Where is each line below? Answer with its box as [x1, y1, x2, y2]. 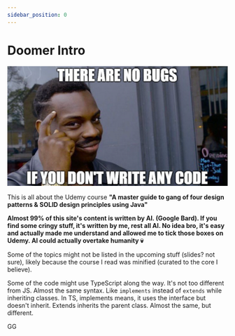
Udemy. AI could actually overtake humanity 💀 [7, 236, 144, 245]
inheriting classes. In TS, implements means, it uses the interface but [7, 293, 206, 302]
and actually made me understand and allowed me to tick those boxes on [7, 229, 224, 237]
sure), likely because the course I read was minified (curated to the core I [7, 257, 218, 266]
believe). [7, 265, 33, 274]
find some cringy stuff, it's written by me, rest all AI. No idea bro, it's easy [7, 221, 225, 229]
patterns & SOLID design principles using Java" [7, 200, 148, 208]
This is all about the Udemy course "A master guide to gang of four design [7, 193, 225, 201]
